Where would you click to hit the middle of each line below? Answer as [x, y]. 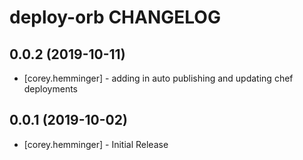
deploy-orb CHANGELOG [115, 17]
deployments [51, 89]
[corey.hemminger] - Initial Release [96, 144]
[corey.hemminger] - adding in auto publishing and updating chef [158, 78]
